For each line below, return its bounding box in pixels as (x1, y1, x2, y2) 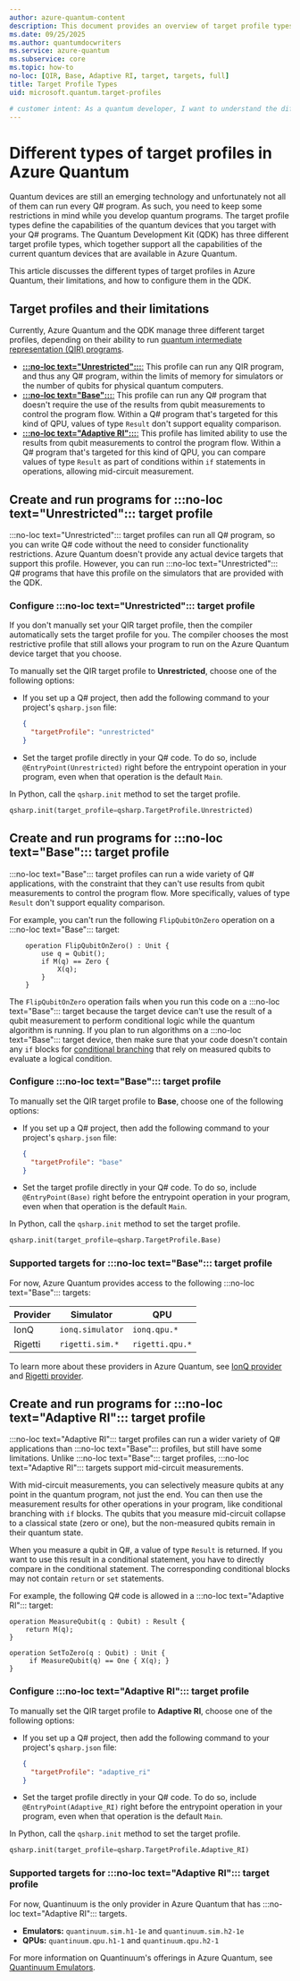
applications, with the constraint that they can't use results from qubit (9, 878, 265, 889)
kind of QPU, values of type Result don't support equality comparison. (21, 418, 281, 430)
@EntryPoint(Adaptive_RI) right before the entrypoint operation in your (21, 1801, 283, 1813)
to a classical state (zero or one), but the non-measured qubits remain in (9, 1518, 275, 1529)
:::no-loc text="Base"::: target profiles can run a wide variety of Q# (9, 868, 254, 879)
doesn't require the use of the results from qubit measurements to (21, 399, 266, 410)
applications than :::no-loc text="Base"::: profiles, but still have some (9, 1443, 262, 1455)
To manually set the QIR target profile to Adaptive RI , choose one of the (9, 1705, 273, 1716)
